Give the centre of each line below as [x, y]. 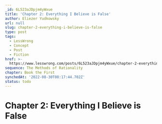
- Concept [19, 46]
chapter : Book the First [30, 73]
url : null [15, 23]
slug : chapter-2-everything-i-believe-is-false [54, 28]
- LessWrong [21, 41]
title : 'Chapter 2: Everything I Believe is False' [58, 14]
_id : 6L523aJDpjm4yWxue [29, 9]
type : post [16, 32]
